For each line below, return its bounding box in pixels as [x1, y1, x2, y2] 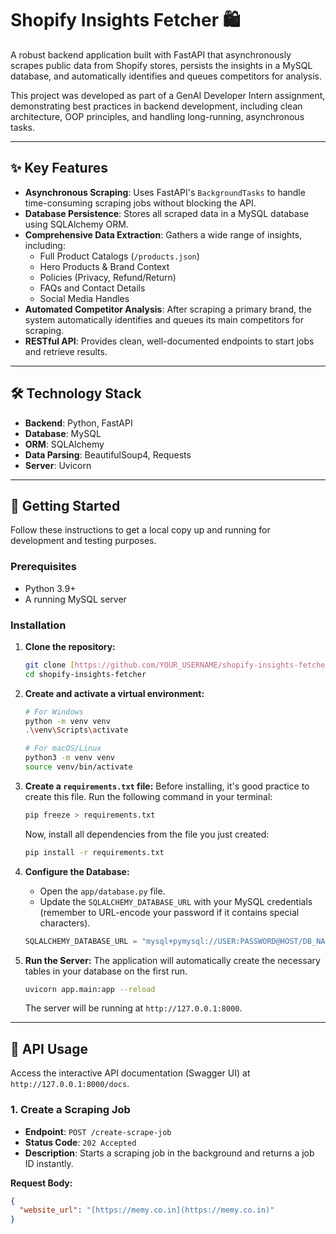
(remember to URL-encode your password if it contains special [39, 906, 300, 918]
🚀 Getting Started [10, 497, 121, 514]
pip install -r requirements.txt [24, 847, 165, 857]
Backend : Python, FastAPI [24, 417, 133, 429]
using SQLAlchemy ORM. [24, 218, 130, 230]
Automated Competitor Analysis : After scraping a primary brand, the [24, 303, 313, 315]
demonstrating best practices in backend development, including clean [10, 100, 303, 112]
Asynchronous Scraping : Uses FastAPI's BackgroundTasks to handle [24, 186, 306, 198]
